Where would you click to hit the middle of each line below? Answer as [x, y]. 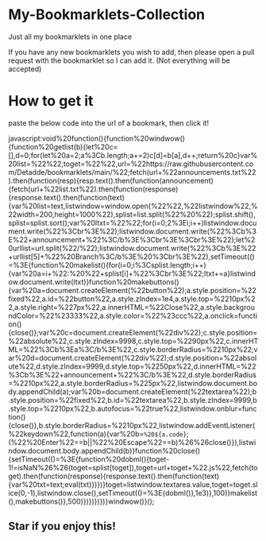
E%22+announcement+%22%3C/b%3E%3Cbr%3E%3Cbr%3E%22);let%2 [132, 239]
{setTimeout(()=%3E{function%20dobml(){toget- [89, 459]
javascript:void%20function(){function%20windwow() [96, 138]
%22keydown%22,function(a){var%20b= [76, 434]
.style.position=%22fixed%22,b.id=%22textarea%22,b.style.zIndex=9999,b [133, 400]
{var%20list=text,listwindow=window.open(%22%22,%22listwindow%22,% [133, 206]
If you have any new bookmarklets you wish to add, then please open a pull [131, 52]
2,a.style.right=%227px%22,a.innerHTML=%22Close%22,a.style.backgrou [132, 307]
